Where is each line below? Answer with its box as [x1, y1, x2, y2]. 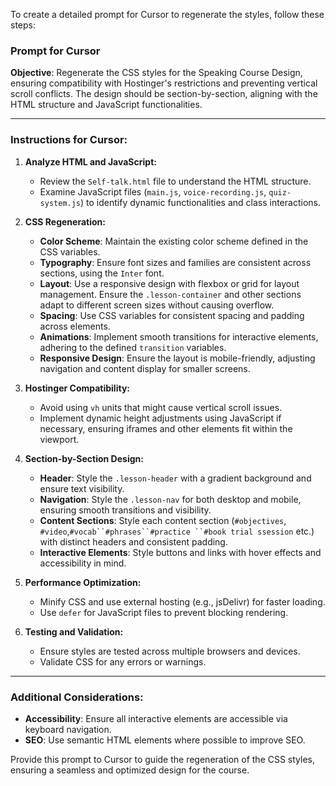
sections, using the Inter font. [39, 267, 165, 279]
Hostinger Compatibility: [24, 382, 130, 394]
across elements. [39, 320, 111, 332]
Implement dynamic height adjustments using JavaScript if [39, 412, 282, 424]
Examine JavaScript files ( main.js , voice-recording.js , [39, 185, 267, 198]
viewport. [39, 433, 80, 445]
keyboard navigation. [24, 723, 112, 735]
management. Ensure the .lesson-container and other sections [39, 288, 302, 300]
